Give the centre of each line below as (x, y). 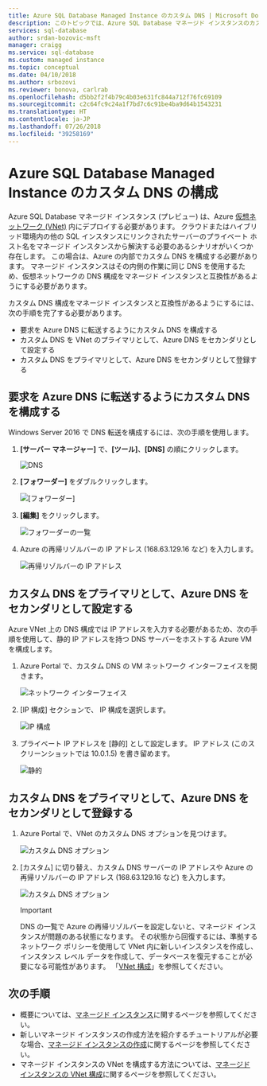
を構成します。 (33, 649)
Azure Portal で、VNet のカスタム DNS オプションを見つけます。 (125, 833)
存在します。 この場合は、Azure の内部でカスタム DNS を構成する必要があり (133, 256)
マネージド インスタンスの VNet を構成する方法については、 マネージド (135, 1064)
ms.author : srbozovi (43, 82)
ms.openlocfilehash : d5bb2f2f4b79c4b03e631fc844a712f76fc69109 (115, 97)
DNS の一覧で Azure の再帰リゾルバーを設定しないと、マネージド (127, 926)
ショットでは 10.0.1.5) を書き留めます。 (111, 753)
